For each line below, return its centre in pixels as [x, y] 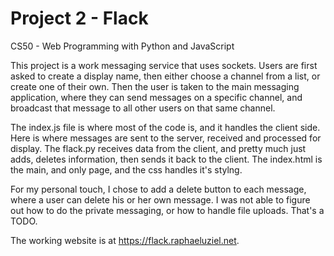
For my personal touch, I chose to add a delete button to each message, [158, 189]
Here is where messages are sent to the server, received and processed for [166, 138]
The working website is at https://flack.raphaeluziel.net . [125, 240]
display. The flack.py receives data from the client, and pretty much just [158, 148]
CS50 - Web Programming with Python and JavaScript [122, 46]
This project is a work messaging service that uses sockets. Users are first [164, 65]
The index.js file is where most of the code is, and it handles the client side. [165, 127]
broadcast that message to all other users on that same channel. [143, 108]
